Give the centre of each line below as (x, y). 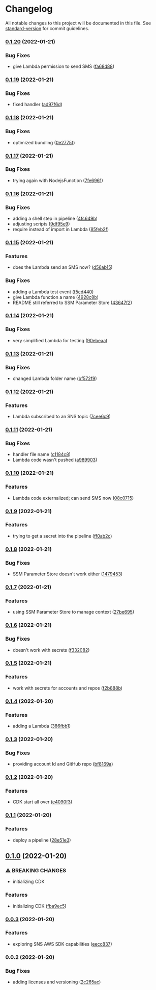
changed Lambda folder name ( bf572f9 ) (55, 378)
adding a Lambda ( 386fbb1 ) (42, 726)
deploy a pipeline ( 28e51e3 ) (42, 840)
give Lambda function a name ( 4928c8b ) (56, 297)
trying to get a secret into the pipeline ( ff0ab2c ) (62, 536)
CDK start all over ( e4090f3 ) (42, 802)
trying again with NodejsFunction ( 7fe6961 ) (58, 180)
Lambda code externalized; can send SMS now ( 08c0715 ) (73, 498)
